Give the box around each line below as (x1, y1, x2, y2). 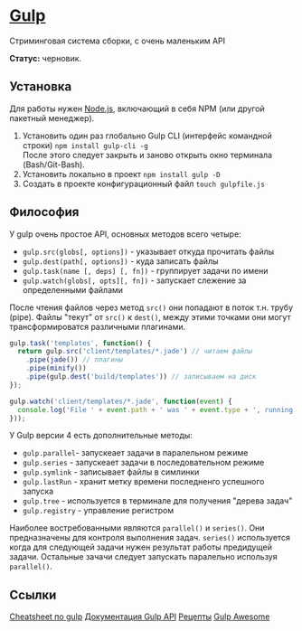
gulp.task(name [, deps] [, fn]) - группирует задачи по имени (22, 265, 269, 276)
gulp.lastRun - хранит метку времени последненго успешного (22, 476, 265, 487)
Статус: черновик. (9, 52, 82, 63)
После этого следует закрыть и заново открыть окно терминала (22, 149, 273, 160)
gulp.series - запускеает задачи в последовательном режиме (22, 457, 265, 468)
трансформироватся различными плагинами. (9, 321, 186, 332)
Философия (9, 204, 80, 220)
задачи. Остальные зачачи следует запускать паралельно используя (9, 551, 278, 562)
